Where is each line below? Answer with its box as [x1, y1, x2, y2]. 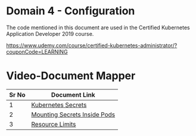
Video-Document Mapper [6, 69, 136, 83]
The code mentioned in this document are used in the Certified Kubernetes [6, 24, 190, 31]
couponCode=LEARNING [6, 48, 68, 55]
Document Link [51, 91, 95, 99]
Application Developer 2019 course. [6, 30, 94, 37]
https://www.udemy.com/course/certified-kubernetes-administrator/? [6, 42, 178, 49]
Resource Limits [31, 120, 76, 128]
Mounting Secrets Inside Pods [31, 110, 116, 119]
